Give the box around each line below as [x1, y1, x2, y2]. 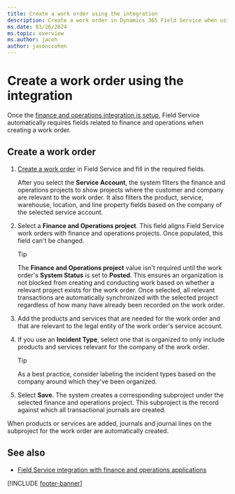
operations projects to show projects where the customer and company [17, 185, 224, 194]
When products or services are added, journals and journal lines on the [7, 419, 212, 428]
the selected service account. [17, 208, 104, 216]
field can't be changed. [17, 236, 85, 245]
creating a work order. [7, 125, 71, 134]
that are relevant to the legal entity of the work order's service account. [17, 321, 224, 330]
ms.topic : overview [7, 29, 64, 37]
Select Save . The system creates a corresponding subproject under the [17, 390, 224, 399]
